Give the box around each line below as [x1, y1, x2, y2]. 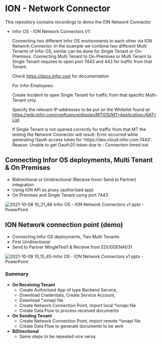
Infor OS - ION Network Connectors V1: [12, 28, 91, 34]
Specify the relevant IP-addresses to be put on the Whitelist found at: [12, 107, 151, 112]
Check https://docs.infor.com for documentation [12, 73, 109, 79]
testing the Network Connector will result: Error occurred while [12, 131, 138, 137]
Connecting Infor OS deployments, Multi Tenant [5, 156, 153, 164]
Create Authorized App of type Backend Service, [19, 287, 118, 292]
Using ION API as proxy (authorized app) [12, 187, 94, 193]
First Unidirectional [12, 239, 50, 245]
